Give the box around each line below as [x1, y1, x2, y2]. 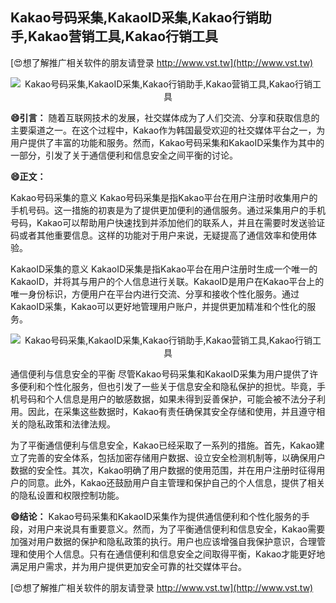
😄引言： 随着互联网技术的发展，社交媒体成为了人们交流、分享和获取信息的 [10, 111, 320, 123]
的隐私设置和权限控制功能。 [10, 489, 125, 501]
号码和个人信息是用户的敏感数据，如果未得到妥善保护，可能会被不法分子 [18, 393, 317, 405]
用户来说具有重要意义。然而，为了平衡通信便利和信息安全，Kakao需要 [36, 523, 326, 535]
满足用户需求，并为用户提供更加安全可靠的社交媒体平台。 [10, 560, 247, 572]
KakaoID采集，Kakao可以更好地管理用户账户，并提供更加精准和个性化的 [10, 300, 308, 312]
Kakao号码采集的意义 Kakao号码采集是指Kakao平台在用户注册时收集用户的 [10, 191, 318, 203]
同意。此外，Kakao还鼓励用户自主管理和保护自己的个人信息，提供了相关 [27, 476, 326, 488]
